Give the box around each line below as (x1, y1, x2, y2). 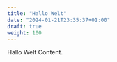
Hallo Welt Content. (7, 48, 63, 56)
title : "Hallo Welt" (7, 10, 68, 17)
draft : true (7, 23, 42, 30)
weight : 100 (7, 29, 42, 37)
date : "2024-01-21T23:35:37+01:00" (7, 17, 111, 23)
